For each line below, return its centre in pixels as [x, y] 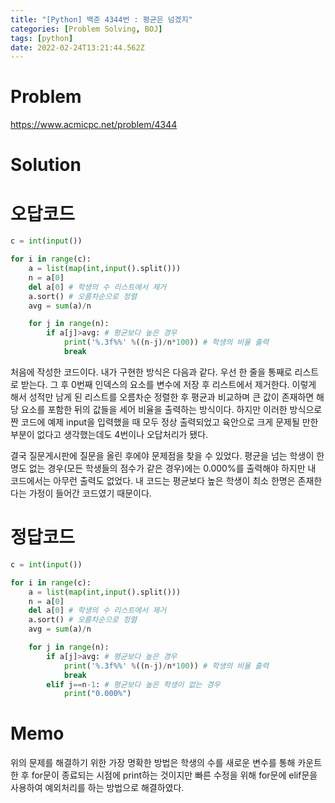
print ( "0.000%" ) [97, 694]
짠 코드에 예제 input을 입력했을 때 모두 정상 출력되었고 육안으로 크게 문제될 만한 [164, 422]
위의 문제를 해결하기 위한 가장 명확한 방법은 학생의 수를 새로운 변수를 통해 [153, 763]
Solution [46, 165]
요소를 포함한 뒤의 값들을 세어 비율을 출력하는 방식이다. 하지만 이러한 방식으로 [171, 409]
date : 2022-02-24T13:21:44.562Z [77, 47]
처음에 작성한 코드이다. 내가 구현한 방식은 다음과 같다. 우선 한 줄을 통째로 [151, 372]
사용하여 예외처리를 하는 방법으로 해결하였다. [97, 788]
